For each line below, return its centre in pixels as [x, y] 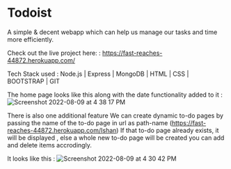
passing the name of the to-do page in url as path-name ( [90, 122]
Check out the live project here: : [54, 53]
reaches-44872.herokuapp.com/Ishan [62, 130]
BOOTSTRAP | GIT [34, 81]
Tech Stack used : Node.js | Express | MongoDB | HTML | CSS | [98, 74]
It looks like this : [31, 159]
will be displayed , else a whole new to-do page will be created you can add [116, 138]
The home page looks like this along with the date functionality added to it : [115, 95]
